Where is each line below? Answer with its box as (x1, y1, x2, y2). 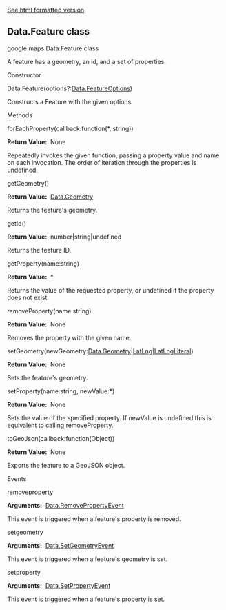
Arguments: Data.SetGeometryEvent (7, 541, 114, 549)
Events (7, 474, 27, 482)
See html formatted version (7, 6, 85, 14)
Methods (7, 110, 33, 119)
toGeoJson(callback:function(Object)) (7, 434, 115, 442)
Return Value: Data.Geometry (7, 193, 94, 201)
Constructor (7, 70, 41, 79)
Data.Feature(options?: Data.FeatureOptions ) (7, 84, 133, 92)
